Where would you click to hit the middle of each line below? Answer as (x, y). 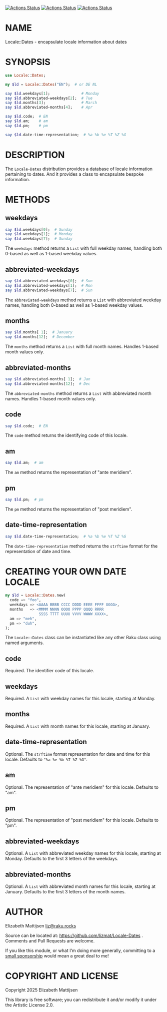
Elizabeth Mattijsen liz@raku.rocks (41, 925)
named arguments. (24, 643)
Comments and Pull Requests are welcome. (50, 940)
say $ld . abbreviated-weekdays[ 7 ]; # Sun (49, 290)
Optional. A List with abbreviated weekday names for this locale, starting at (83, 853)
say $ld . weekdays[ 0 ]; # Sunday (39, 229)
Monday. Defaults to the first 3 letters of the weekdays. (62, 859)
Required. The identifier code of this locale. (50, 671)
